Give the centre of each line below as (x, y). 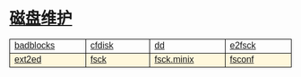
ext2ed (28, 59)
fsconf (242, 59)
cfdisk (102, 45)
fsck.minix (174, 59)
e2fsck (243, 45)
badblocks (35, 45)
